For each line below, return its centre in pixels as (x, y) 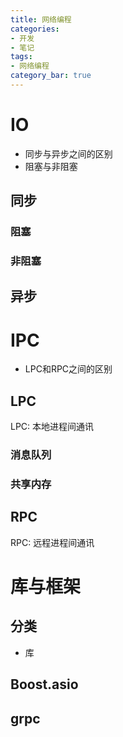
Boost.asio (44, 684)
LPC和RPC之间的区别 (68, 369)
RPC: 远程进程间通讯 (52, 542)
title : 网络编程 (41, 19)
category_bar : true (51, 76)
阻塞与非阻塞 (51, 166)
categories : (35, 29)
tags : (21, 57)
